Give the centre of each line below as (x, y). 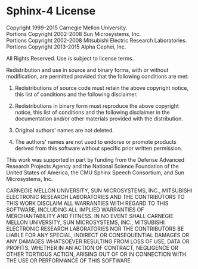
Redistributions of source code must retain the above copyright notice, (102, 87)
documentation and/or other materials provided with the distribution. (99, 119)
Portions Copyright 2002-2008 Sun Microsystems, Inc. (74, 34)
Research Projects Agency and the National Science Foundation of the (92, 166)
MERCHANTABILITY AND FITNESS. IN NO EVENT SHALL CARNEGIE (90, 216)
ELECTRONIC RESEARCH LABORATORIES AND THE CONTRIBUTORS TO (95, 197)
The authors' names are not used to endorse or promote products (96, 141)
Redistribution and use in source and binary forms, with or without (87, 69)
